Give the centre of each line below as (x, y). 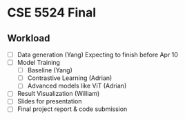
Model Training (39, 63)
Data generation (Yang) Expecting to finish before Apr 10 (97, 54)
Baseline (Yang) (50, 70)
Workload (29, 38)
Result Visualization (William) (58, 94)
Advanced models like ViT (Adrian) (77, 86)
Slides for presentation (49, 101)
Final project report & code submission (72, 109)
